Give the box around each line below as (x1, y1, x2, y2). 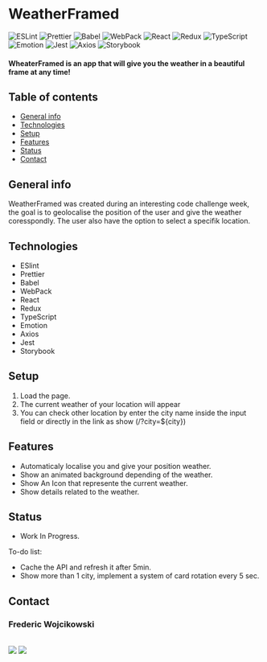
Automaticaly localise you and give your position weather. (19, 461, 212, 471)
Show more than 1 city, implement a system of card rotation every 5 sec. (19, 571, 260, 581)
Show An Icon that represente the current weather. (19, 478, 188, 487)
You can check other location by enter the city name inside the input (19, 408, 247, 417)
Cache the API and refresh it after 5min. (19, 562, 151, 572)
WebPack (19, 286, 52, 296)
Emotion (19, 320, 48, 330)
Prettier (19, 269, 45, 278)
